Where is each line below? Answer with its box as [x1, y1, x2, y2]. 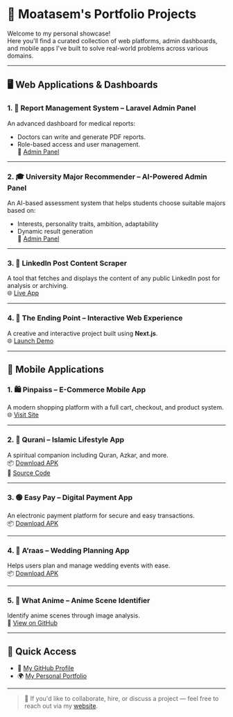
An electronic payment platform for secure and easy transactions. [7, 511, 196, 519]
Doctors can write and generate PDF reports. [17, 132, 146, 141]
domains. [7, 51, 34, 60]
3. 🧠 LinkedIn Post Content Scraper [7, 258, 127, 268]
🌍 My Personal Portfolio [17, 672, 87, 680]
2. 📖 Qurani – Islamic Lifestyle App [7, 435, 125, 444]
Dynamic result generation [17, 227, 94, 235]
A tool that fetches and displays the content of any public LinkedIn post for [7, 274, 221, 282]
